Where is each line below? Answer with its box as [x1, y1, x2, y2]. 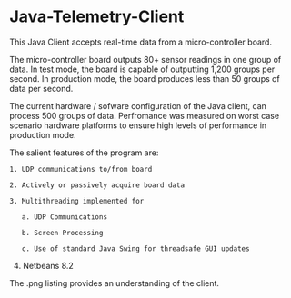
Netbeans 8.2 [22, 260, 75, 271]
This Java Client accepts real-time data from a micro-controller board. [9, 36, 273, 47]
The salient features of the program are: [9, 147, 159, 158]
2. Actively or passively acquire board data [9, 180, 185, 190]
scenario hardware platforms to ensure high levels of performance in [9, 120, 267, 131]
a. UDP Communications [21, 212, 107, 222]
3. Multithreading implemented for [9, 196, 145, 205]
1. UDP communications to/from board [9, 164, 153, 174]
